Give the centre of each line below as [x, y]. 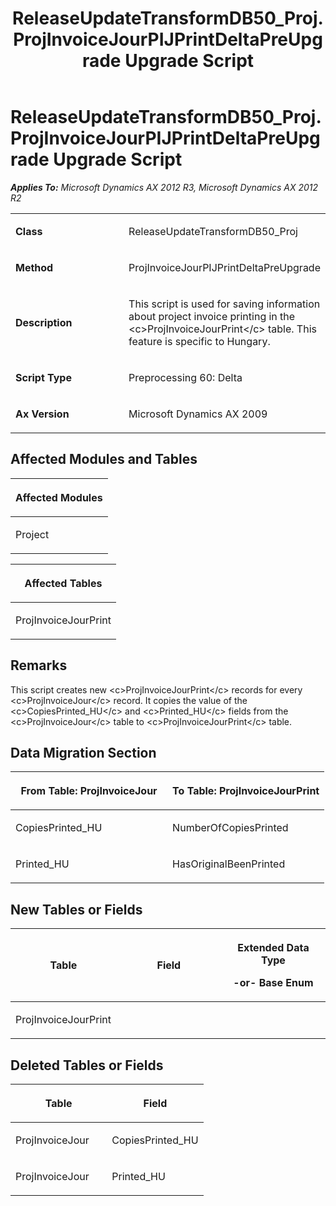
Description [44, 322]
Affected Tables [63, 583]
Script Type [43, 377]
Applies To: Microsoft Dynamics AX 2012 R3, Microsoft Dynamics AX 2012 [164, 187]
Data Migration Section [83, 752]
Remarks [39, 665]
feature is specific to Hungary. [199, 341]
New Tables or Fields [76, 909]
